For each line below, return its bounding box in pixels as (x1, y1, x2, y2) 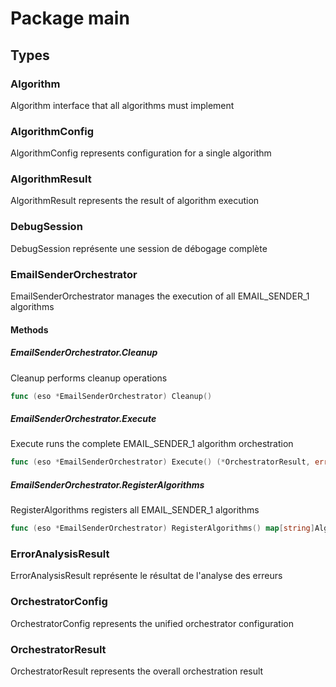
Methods (10, 323, 49, 336)
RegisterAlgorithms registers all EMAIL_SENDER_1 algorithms (10, 504, 260, 516)
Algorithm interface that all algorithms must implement (10, 99, 235, 111)
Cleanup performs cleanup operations (10, 372, 168, 384)
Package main (10, 7, 130, 30)
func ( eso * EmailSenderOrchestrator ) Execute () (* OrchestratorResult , (10, 457, 311, 467)
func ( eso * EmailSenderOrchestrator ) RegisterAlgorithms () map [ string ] (10, 523, 315, 534)
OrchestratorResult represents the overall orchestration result (10, 665, 264, 677)
